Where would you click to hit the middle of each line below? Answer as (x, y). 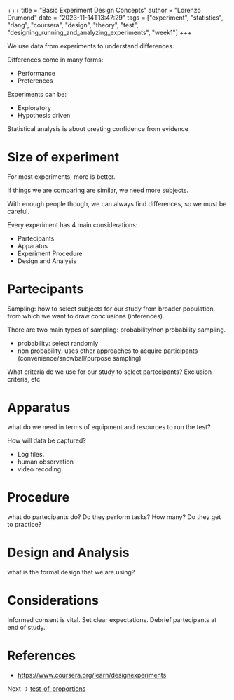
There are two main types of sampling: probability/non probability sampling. (117, 330)
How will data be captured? (47, 440)
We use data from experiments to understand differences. (91, 46)
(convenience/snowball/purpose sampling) (79, 358)
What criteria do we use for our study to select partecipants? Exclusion (110, 372)
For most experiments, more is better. (61, 176)
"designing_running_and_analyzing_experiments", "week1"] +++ (99, 32)
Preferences (35, 81)
